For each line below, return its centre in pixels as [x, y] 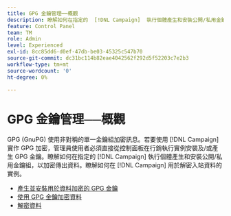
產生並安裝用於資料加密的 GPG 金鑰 [67, 189]
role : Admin [24, 39]
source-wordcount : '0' [40, 71]
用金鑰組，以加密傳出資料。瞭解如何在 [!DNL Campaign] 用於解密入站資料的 [114, 165]
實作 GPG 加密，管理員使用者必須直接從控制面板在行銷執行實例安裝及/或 [110, 148]
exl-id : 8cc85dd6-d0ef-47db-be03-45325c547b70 [75, 52]
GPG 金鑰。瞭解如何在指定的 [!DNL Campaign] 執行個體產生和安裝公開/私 [119, 157]
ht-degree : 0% [27, 77]
